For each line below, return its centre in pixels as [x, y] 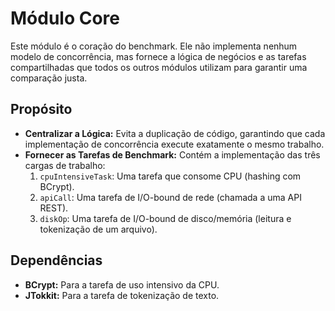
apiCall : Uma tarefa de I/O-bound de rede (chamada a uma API [170, 197]
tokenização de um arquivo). [98, 229]
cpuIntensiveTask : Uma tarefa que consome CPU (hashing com [170, 176]
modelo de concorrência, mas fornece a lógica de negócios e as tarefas [158, 56]
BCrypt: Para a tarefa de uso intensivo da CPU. [122, 284]
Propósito [41, 109]
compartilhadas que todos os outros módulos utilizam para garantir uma [159, 67]
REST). [54, 208]
